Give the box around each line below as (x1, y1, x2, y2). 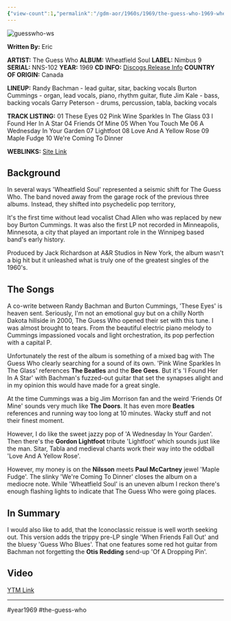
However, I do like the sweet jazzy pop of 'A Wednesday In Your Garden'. (7, 430, 213, 438)
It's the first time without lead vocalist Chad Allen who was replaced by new (7, 213, 222, 221)
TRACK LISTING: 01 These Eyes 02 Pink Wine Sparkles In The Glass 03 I (7, 112, 213, 120)
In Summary (7, 507, 60, 519)
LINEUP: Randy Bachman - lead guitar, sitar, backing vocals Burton (7, 83, 197, 92)
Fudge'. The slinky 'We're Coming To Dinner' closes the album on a (7, 473, 197, 481)
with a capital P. (7, 339, 52, 347)
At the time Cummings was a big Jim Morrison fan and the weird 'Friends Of (7, 395, 222, 403)
